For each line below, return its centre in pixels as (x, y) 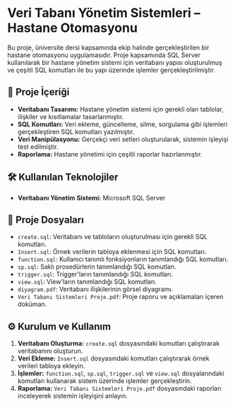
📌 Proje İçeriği (38, 92)
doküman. (32, 304)
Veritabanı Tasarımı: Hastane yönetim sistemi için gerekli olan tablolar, (120, 109)
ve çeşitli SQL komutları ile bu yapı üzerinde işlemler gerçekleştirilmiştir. (111, 70)
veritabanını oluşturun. (50, 351)
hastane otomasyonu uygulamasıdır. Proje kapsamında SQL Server (104, 55)
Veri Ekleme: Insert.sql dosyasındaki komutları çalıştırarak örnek (114, 358)
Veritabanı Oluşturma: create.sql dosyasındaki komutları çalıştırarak (119, 344)
